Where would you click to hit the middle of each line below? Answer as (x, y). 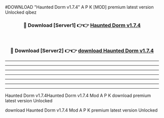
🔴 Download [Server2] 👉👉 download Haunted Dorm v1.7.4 (82, 51)
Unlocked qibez (21, 12)
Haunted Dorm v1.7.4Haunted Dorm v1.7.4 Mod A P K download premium (78, 95)
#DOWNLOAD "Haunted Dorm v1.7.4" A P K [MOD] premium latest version (79, 7)
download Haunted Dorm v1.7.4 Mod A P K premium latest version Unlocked (81, 110)
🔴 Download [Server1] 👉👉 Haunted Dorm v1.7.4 (82, 25)
